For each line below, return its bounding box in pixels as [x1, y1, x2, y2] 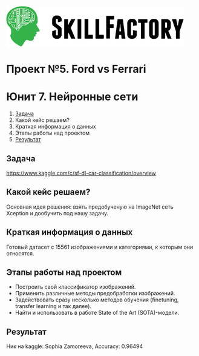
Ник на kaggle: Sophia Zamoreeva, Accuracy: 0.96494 [6, 343, 143, 350]
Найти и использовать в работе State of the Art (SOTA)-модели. [15, 309, 180, 317]
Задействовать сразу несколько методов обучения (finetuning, [15, 296, 179, 303]
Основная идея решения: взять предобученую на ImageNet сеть [6, 203, 174, 210]
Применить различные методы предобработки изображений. [15, 290, 175, 297]
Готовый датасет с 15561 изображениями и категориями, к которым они [6, 243, 194, 250]
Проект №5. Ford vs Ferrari [6, 62, 146, 76]
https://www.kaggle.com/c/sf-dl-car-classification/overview [6, 169, 156, 176]
